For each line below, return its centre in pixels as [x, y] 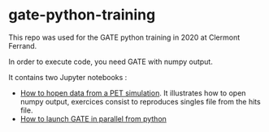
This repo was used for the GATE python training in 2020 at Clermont [124, 37]
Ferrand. [23, 45]
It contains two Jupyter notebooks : [68, 77]
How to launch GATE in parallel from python [93, 118]
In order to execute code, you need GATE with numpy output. [111, 62]
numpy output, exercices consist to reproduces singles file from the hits [141, 101]
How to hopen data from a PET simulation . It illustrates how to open [133, 93]
